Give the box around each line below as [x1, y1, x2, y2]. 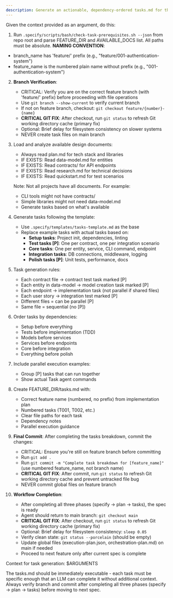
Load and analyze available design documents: [13, 141, 113, 147]
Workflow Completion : [13, 491, 63, 497]
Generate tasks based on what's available [21, 204, 110, 210]
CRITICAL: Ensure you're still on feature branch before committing [21, 449, 161, 455]
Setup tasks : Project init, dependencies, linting [28, 235, 128, 241]
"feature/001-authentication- [98, 52, 160, 59]
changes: [13, 438, 33, 445]
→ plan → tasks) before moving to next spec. [6, 586, 101, 593]
